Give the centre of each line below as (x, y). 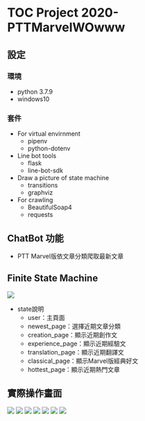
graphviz (40, 192)
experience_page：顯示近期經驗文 (77, 343)
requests (40, 215)
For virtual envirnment (49, 134)
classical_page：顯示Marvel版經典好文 (83, 361)
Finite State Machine (53, 278)
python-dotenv (49, 149)
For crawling (35, 200)
